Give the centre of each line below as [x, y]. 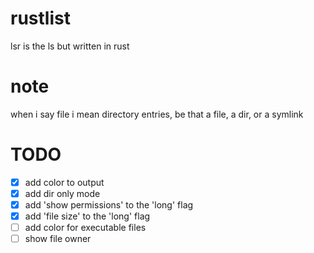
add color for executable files [85, 228]
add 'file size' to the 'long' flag [87, 216]
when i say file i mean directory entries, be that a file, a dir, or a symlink [157, 114]
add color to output [64, 182]
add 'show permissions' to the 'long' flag [109, 204]
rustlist [40, 18]
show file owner [58, 239]
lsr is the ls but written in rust [70, 46]
